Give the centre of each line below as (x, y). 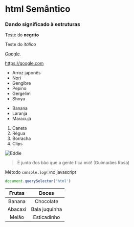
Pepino (19, 89)
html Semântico (38, 9)
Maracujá (22, 119)
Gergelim (21, 93)
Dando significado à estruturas (43, 24)
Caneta (19, 128)
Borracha (22, 138)
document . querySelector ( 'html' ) (38, 181)
